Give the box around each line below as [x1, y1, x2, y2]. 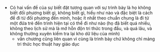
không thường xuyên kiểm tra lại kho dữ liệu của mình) [9, 31, 120, 36]
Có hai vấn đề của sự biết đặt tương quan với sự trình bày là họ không [9, 5, 151, 10]
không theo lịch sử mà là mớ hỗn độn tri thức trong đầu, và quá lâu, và [9, 26, 152, 31]
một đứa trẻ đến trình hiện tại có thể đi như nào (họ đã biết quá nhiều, [9, 20, 151, 26]
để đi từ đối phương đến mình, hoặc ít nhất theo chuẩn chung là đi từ [9, 15, 149, 21]
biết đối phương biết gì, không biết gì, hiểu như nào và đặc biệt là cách [9, 10, 153, 16]
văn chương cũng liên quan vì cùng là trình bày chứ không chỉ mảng [17, 36, 155, 42]
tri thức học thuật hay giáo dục [17, 41, 80, 47]
